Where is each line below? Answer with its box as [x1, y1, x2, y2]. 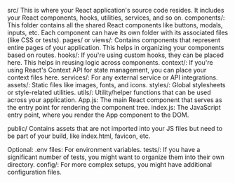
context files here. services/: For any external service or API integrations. [7, 73, 219, 82]
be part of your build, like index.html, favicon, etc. [7, 132, 151, 140]
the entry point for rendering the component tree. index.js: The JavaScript [7, 103, 221, 111]
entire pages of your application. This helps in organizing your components [7, 44, 224, 51]
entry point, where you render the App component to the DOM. [7, 111, 189, 119]
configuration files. [7, 168, 62, 176]
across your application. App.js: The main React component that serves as [7, 96, 222, 104]
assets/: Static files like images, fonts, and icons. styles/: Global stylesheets [7, 81, 226, 89]
